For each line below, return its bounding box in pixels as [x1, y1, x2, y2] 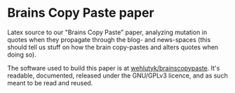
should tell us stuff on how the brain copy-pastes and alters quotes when [7, 43, 219, 51]
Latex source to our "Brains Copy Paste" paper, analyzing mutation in [7, 28, 208, 36]
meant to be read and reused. [7, 78, 93, 87]
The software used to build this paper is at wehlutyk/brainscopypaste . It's [7, 64, 220, 72]
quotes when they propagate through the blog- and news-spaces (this [7, 35, 211, 43]
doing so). [7, 50, 36, 59]
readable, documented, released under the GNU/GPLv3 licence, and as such [7, 71, 228, 80]
